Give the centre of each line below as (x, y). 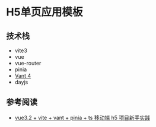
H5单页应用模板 (44, 12)
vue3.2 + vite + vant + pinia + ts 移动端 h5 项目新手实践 (82, 118)
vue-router (28, 63)
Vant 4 (23, 76)
